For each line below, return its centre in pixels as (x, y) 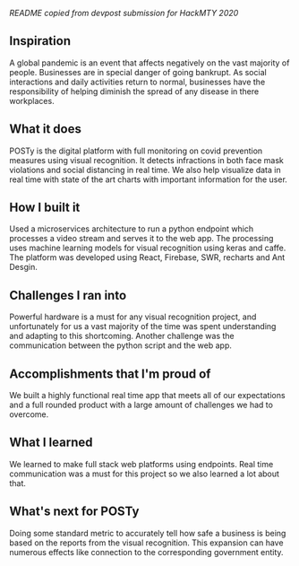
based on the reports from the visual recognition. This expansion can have (146, 543)
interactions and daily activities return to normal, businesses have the (137, 82)
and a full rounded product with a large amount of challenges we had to (141, 405)
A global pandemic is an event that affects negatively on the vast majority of (149, 63)
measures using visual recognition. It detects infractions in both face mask (147, 160)
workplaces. (32, 100)
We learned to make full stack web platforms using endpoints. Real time (141, 464)
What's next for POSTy (74, 512)
